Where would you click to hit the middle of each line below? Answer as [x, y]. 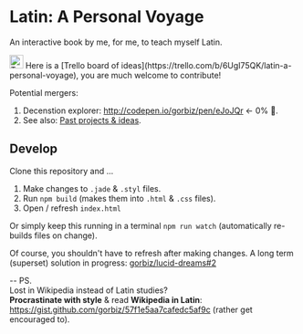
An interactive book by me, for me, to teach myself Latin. [116, 42]
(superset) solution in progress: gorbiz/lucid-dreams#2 [113, 263]
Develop [33, 149]
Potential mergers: [44, 92]
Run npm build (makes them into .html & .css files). [119, 198]
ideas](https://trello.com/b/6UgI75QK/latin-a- [206, 65]
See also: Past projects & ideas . [82, 120]
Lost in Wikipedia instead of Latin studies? [89, 290]
